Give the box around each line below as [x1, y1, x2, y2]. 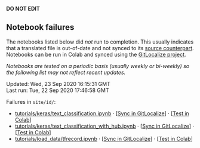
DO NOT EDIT [6, 5, 40, 12]
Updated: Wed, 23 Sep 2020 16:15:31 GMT [6, 80, 110, 87]
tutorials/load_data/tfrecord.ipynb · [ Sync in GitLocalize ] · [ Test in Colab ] [14, 135, 193, 142]
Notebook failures [6, 22, 75, 32]
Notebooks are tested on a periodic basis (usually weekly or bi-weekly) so [6, 62, 190, 69]
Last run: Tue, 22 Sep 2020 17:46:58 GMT [6, 87, 109, 94]
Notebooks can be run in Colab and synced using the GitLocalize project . [6, 51, 186, 58]
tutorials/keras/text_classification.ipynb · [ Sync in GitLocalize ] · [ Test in [14, 110, 189, 117]
